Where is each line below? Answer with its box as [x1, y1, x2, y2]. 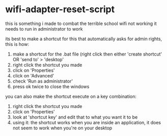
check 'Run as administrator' [12, 78, 73, 84]
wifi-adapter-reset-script [5, 4, 115, 15]
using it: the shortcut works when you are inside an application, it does [12, 119, 161, 125]
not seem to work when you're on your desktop [12, 125, 113, 131]
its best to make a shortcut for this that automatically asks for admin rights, [5, 36, 162, 42]
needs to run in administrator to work [5, 25, 83, 32]
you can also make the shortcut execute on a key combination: [5, 93, 136, 99]
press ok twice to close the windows [12, 83, 90, 90]
